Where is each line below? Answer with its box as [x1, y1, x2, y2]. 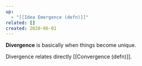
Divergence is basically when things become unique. [5, 42, 137, 49]
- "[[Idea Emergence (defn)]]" [11, 14, 89, 20]
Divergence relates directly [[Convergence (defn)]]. [5, 53, 132, 60]
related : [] [5, 20, 35, 26]
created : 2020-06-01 [5, 25, 57, 32]
